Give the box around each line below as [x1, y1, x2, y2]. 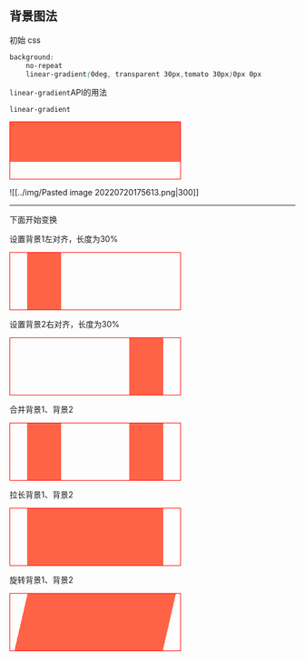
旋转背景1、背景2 [9, 575, 74, 586]
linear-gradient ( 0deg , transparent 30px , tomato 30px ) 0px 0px [25, 69, 261, 79]
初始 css [9, 35, 41, 45]
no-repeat [25, 61, 64, 70]
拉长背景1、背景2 [9, 489, 74, 500]
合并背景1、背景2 [9, 404, 74, 416]
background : [9, 53, 54, 62]
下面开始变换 [9, 215, 57, 225]
